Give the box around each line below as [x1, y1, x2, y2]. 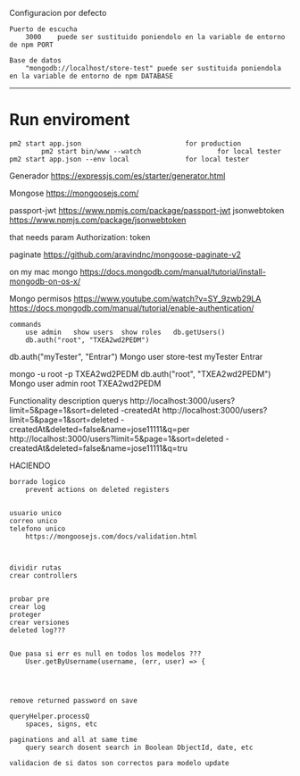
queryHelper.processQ [9, 712, 90, 721]
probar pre [9, 594, 50, 604]
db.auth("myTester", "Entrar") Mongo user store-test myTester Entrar [9, 351, 263, 362]
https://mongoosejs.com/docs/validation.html [25, 531, 198, 541]
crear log [9, 602, 46, 611]
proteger [9, 610, 42, 619]
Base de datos [9, 56, 62, 65]
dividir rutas [9, 563, 62, 572]
